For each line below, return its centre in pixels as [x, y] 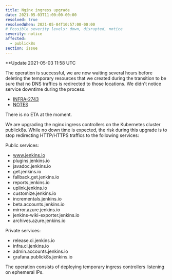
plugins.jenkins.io [31, 161]
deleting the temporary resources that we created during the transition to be [86, 78]
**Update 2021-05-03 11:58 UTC [41, 63]
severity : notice [24, 34]
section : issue [22, 48]
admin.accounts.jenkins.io [40, 251]
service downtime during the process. [45, 89]
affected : [16, 39]
